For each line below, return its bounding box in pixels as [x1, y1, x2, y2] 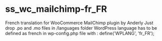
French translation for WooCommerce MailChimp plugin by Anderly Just [5, 20, 153, 26]
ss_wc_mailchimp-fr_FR [5, 3, 107, 15]
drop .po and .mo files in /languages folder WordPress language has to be [5, 25, 157, 31]
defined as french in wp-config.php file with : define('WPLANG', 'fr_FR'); [5, 30, 154, 36]
